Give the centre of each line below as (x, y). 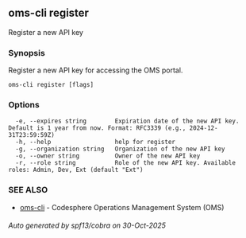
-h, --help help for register (96, 142)
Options (24, 105)
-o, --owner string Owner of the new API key (108, 156)
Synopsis (27, 53)
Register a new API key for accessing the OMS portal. (96, 70)
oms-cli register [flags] (51, 85)
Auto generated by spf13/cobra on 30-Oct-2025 (87, 225)
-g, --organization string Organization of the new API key (120, 149)
